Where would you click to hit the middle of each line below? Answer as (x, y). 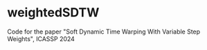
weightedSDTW (53, 13)
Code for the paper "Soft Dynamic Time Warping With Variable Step (104, 32)
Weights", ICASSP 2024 (41, 38)
